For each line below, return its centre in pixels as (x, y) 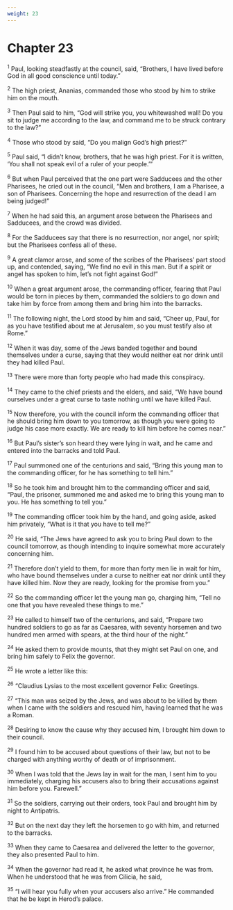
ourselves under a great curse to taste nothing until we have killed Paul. (109, 399)
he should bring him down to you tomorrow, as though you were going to (111, 421)
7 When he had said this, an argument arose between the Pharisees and (110, 215)
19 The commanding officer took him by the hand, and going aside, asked (112, 516)
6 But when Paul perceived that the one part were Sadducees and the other (115, 178)
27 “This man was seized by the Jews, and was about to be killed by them (112, 700)
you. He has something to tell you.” (57, 502)
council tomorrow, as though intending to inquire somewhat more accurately (116, 546)
